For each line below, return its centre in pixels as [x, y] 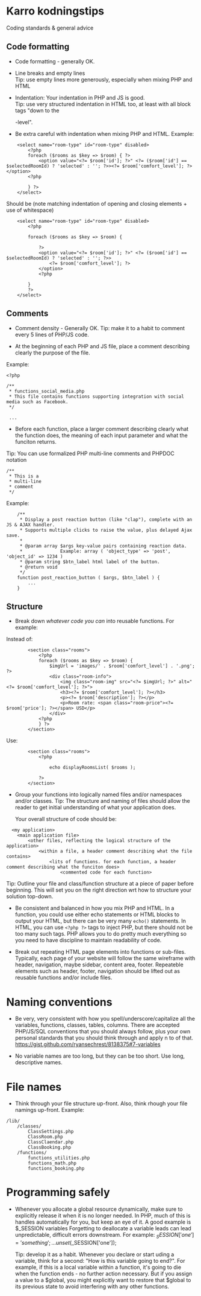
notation [17, 459]
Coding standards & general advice [50, 28]
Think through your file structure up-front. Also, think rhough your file [101, 1103]
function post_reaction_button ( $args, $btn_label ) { [89, 578]
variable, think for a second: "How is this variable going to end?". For [100, 1260]
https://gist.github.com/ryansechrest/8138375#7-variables [88, 1044]
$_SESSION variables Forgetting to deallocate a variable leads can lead [103, 1228]
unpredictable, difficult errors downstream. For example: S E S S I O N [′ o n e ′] [104, 1236]
